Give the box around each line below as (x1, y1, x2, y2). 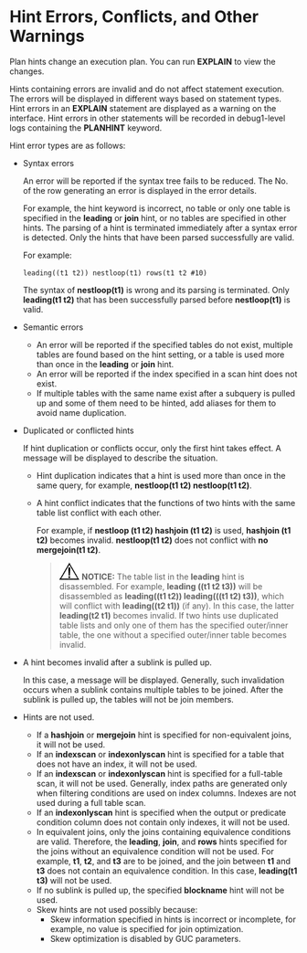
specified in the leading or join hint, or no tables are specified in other (22, 212, 287, 223)
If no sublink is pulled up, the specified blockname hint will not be (36, 884, 285, 895)
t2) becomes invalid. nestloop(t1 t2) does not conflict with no (36, 535, 269, 545)
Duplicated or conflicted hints (22, 425, 134, 436)
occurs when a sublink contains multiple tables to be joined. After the (22, 683, 283, 695)
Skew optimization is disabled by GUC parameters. (49, 933, 241, 944)
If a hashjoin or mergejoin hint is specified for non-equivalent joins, (36, 729, 292, 740)
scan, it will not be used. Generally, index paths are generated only (36, 778, 288, 789)
